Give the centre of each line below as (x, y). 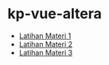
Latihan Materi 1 (45, 36)
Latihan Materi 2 (46, 44)
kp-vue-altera (55, 14)
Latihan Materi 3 (46, 52)
